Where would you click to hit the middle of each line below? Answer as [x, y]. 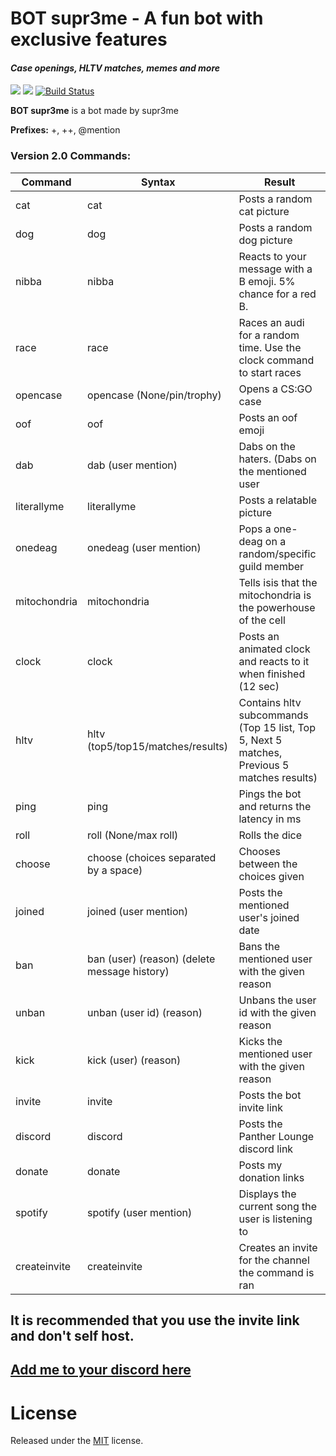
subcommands [273, 715]
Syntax [158, 182]
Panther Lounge [276, 1136]
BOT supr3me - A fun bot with [137, 18]
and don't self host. [72, 1336]
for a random [269, 335]
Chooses [259, 851]
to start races [270, 372]
